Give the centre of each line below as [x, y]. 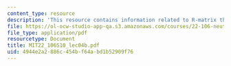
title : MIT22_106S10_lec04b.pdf [53, 45]
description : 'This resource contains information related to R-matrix [112, 20]
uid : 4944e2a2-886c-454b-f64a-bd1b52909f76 [70, 52]
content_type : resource [41, 13]
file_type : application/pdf [47, 33]
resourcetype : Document [41, 39]
